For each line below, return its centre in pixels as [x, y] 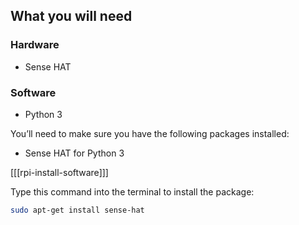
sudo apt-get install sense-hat [77, 210]
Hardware [35, 45]
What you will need [71, 16]
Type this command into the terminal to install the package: [132, 191]
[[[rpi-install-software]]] [59, 172]
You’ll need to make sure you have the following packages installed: [150, 133]
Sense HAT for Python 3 [74, 153]
